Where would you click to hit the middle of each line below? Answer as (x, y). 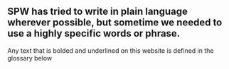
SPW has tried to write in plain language (98, 12)
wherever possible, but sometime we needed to (115, 23)
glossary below (30, 58)
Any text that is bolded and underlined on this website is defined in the (111, 50)
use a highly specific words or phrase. (94, 33)
